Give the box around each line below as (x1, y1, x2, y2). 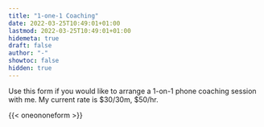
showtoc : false (8, 57, 60, 65)
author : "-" (8, 49, 48, 57)
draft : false (8, 42, 52, 50)
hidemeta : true (8, 34, 60, 43)
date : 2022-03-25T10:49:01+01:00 (8, 19, 121, 27)
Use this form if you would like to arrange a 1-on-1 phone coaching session (8, 86, 257, 96)
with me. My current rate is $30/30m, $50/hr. (8, 94, 159, 104)
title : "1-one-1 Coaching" (8, 11, 99, 20)
